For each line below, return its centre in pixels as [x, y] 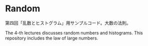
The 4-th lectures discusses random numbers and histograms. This [74, 33]
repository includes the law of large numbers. [52, 38]
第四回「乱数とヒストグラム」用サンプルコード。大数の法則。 [68, 23]
